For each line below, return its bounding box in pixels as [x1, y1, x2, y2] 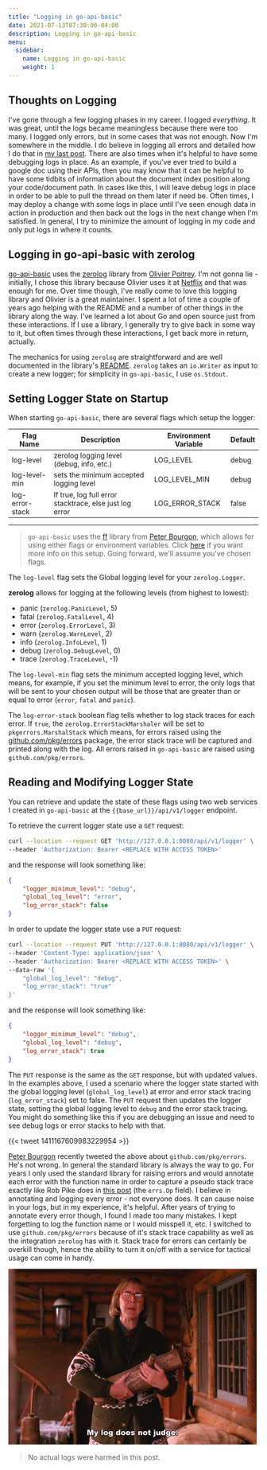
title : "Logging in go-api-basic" [8, 13, 123, 21]
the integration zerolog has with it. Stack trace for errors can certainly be [8, 1236, 247, 1246]
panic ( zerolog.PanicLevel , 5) [19, 603, 118, 613]
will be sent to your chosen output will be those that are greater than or [8, 687, 241, 696]
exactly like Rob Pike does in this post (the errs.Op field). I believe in [8, 1185, 231, 1195]
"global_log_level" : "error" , [22, 893, 123, 901]
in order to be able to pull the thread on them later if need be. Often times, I [8, 191, 254, 201]
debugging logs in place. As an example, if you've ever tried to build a [8, 157, 237, 166]
